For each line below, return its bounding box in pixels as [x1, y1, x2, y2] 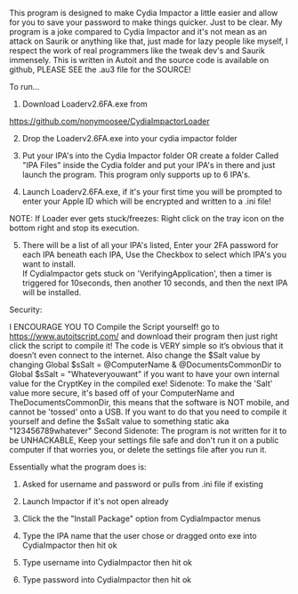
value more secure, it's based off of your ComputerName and [9, 388, 235, 398]
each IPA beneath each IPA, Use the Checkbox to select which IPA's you [21, 249, 287, 260]
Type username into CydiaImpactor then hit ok [21, 558, 193, 567]
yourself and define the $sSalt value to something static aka [9, 416, 230, 426]
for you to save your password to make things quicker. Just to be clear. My [9, 17, 283, 28]
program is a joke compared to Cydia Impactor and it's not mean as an [9, 27, 267, 36]
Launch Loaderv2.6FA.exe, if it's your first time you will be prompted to [21, 187, 283, 197]
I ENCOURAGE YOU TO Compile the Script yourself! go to [9, 322, 220, 332]
